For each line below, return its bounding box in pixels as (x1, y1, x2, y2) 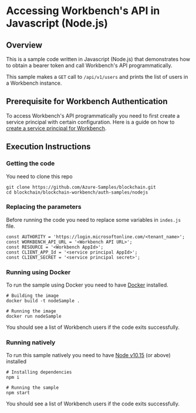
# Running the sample (6, 385, 59, 391)
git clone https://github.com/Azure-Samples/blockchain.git (6, 184, 157, 190)
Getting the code (6, 159, 55, 168)
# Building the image (6, 293, 59, 299)
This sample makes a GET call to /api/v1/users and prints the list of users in (6, 74, 188, 80)
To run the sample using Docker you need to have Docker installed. (6, 281, 168, 289)
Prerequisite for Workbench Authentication (6, 96, 168, 106)
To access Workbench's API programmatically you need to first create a (6, 112, 180, 119)
